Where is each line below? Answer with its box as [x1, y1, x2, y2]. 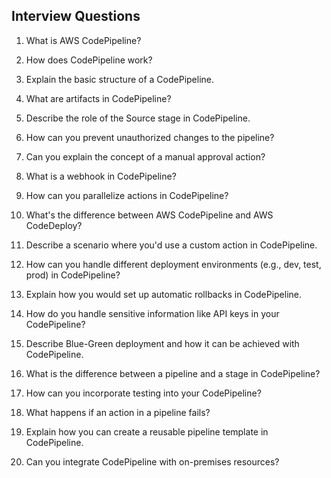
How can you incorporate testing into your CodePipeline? [25, 387, 262, 399]
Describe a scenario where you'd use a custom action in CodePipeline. [25, 239, 318, 251]
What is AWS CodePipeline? [25, 34, 142, 46]
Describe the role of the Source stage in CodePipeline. [25, 112, 251, 124]
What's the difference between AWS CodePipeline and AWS [25, 209, 274, 221]
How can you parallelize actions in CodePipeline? [25, 189, 229, 201]
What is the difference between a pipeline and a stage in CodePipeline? [25, 367, 321, 379]
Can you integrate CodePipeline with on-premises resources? [25, 455, 280, 468]
